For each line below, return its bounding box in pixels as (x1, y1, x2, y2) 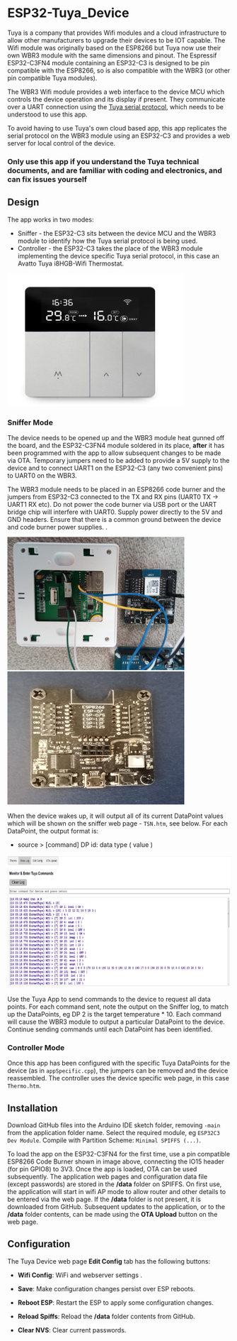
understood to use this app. (7, 110, 88, 119)
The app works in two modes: (7, 215, 94, 224)
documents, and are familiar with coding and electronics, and (7, 165, 223, 175)
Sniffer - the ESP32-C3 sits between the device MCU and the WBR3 (17, 229, 216, 237)
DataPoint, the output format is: (7, 826, 99, 835)
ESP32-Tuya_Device (7, 5, 129, 21)
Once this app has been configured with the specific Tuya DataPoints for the (7, 1059, 231, 1068)
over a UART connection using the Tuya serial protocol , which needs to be (7, 102, 224, 111)
